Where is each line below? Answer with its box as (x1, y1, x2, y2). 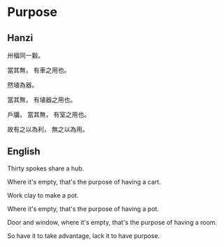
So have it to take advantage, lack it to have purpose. (7, 231, 160, 240)
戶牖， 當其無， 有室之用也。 (7, 111, 91, 118)
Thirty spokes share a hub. (7, 164, 84, 173)
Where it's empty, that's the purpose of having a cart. (7, 177, 161, 186)
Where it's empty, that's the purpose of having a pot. (7, 205, 159, 213)
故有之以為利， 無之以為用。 (7, 125, 89, 133)
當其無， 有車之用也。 (7, 66, 70, 74)
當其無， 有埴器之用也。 (7, 95, 77, 104)
